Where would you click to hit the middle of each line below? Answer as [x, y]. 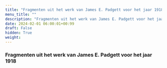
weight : [13, 38]
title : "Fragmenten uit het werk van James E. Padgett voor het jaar [79, 10]
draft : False [19, 28]
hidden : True [19, 33]
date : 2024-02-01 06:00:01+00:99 [40, 24]
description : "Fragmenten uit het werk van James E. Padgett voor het [80, 19]
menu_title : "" [21, 14]
